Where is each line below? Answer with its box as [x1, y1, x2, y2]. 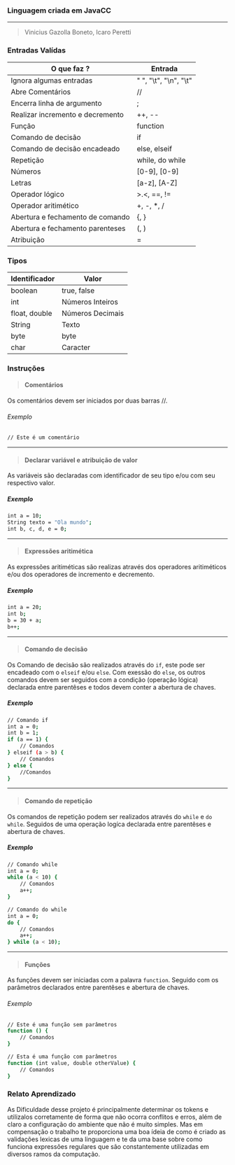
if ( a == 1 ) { [7, 736, 49, 744]
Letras [10, 178, 32, 188]
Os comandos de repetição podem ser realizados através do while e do [7, 812, 213, 821]
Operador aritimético [10, 200, 79, 210]
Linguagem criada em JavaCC [7, 6, 112, 15]
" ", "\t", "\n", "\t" [136, 76, 192, 85]
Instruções [7, 363, 45, 373]
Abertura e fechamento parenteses [10, 223, 126, 233]
